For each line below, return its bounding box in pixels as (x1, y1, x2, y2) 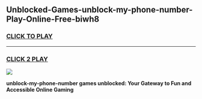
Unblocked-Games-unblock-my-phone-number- (6, 5, 193, 15)
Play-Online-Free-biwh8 (6, 14, 100, 25)
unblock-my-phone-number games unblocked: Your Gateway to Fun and (6, 79, 192, 86)
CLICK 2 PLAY (6, 55, 48, 63)
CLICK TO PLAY (6, 32, 53, 41)
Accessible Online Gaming (6, 86, 74, 93)
